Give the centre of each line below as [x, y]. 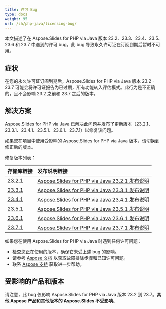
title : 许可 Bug [21, 10]
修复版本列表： [20, 157]
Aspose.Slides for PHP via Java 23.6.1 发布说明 [93, 218]
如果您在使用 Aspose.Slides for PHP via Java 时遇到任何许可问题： [74, 241]
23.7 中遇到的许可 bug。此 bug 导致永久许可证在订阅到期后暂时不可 [91, 45]
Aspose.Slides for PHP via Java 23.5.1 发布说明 [93, 209]
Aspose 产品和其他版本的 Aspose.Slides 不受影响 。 [64, 301]
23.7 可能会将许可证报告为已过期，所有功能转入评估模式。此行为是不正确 [80, 87]
